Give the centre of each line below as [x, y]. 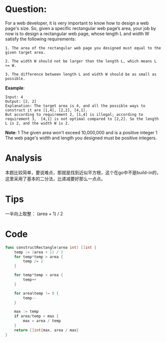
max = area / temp [42, 321]
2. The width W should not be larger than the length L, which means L [81, 61]
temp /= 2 [33, 261]
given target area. [25, 52]
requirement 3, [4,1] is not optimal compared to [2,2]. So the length [82, 119]
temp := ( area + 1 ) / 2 [39, 252]
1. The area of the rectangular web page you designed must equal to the [83, 48]
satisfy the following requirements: [41, 39]
